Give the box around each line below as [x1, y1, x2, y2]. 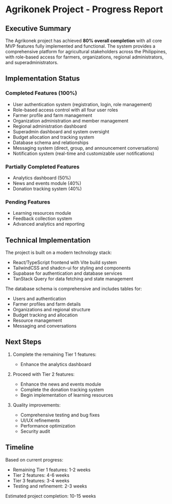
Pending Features [5, 198, 50, 206]
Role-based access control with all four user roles [12, 107, 118, 113]
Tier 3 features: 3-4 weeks [12, 477, 70, 483]
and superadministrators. [5, 59, 59, 65]
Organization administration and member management [12, 117, 128, 124]
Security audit [20, 428, 50, 434]
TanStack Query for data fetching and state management [12, 276, 133, 282]
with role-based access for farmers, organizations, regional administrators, [5, 54, 164, 60]
